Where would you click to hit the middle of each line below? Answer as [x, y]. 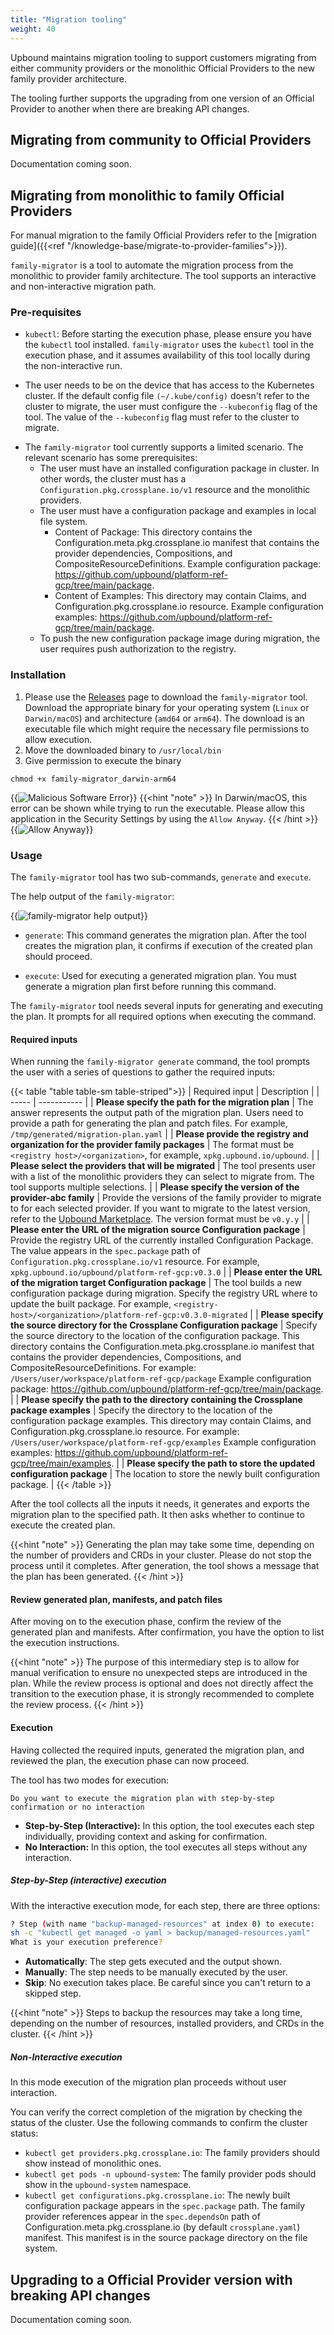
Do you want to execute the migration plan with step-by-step [142, 1798]
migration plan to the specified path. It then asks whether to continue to [157, 1515]
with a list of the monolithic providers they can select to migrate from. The [162, 1177]
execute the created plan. [63, 1525]
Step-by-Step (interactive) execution [88, 1880]
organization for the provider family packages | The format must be [152, 1145]
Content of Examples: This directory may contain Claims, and [180, 596]
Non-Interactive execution [66, 2057]
